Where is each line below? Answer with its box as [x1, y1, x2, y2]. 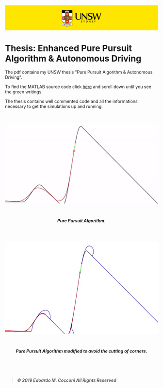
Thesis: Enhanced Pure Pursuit [5, 43, 132, 54]
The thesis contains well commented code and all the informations [5, 98, 138, 105]
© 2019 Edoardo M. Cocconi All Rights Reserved [16, 377, 116, 383]
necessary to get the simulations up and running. [5, 104, 103, 109]
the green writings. [5, 89, 43, 95]
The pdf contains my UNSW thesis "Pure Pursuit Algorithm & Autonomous [5, 69, 153, 75]
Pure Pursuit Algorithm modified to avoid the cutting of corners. [16, 348, 147, 354]
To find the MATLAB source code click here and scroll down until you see [5, 84, 151, 90]
